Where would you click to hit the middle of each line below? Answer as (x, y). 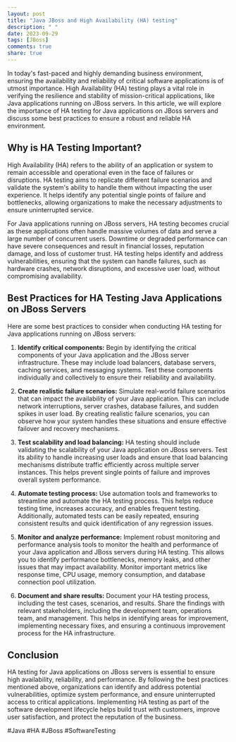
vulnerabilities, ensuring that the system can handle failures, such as (107, 261)
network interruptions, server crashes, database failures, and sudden (118, 406)
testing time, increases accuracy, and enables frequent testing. (109, 508)
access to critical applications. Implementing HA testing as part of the (108, 702)
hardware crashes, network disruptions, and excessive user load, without (114, 268)
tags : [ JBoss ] (28, 40)
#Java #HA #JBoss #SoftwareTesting (62, 731)
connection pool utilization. (57, 582)
